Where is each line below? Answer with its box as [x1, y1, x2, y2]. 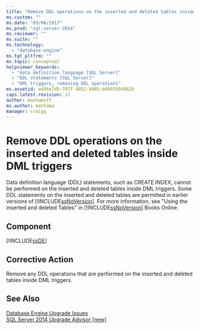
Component [6, 221, 52, 231]
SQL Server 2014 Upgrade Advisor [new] [6, 316, 107, 323]
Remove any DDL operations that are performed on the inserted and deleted [6, 270, 193, 277]
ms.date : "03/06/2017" [6, 20, 62, 26]
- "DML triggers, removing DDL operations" [11, 81, 121, 87]
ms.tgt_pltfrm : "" [6, 53, 52, 59]
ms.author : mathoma [6, 102, 55, 109]
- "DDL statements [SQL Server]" [11, 75, 95, 81]
